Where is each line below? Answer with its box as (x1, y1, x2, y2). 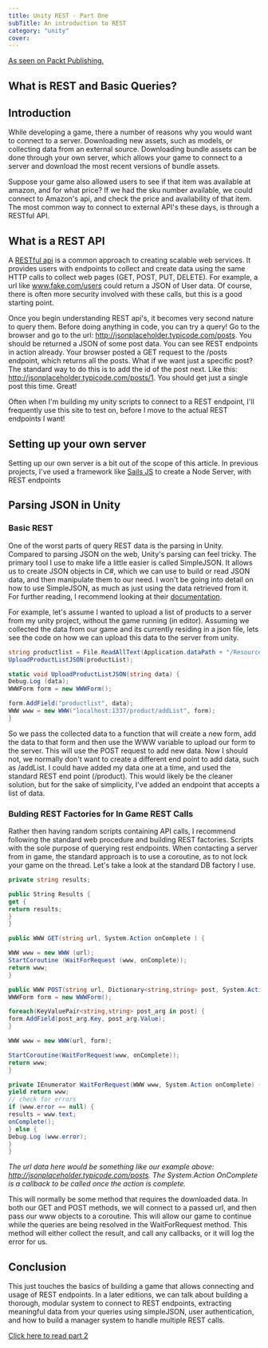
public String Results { (8, 890, 91, 898)
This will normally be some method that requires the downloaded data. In (8, 1194, 249, 1204)
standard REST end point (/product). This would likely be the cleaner (8, 771, 234, 781)
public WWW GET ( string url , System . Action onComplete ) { (8, 934, 205, 942)
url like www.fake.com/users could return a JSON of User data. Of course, (8, 281, 253, 290)
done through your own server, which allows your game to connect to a (8, 153, 243, 162)
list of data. (8, 788, 45, 798)
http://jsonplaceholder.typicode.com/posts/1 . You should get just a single (8, 373, 249, 382)
